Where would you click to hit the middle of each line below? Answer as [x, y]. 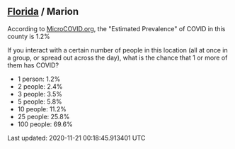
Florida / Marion [43, 12]
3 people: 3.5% [40, 94]
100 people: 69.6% [45, 124]
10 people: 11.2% [42, 109]
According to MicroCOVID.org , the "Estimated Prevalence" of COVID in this [116, 28]
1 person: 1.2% [39, 79]
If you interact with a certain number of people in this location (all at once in [117, 50]
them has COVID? [33, 65]
